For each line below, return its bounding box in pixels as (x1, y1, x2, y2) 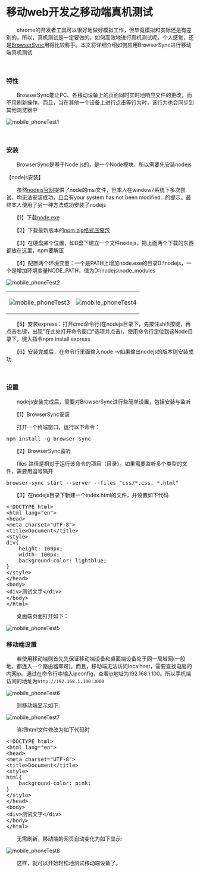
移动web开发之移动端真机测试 (6, 5, 153, 19)
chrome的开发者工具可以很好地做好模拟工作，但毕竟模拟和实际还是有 (16, 26, 187, 33)
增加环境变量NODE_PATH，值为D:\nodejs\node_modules (16, 267, 156, 274)
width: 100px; (18, 551, 60, 558)
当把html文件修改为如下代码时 (16, 726, 90, 733)
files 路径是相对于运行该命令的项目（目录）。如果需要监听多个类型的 (16, 460, 183, 467)
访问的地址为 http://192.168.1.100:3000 (6, 678, 104, 685)
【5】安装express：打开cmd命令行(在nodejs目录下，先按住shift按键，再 (16, 320, 191, 328)
